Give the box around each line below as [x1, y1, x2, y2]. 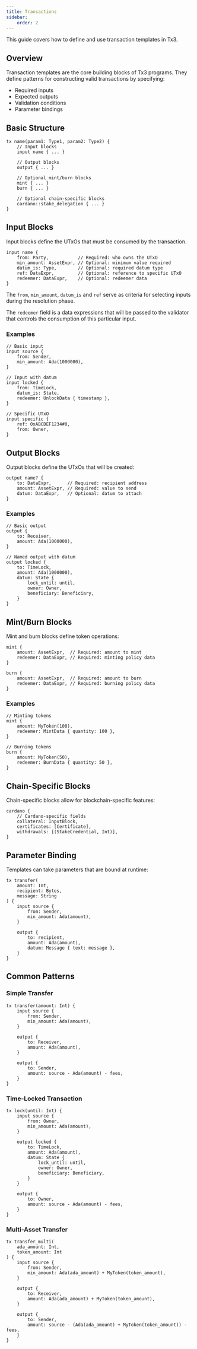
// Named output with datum [6, 554, 76, 560]
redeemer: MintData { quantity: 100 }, [17, 728, 116, 735]
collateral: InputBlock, [17, 818, 78, 825]
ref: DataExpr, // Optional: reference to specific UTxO [17, 270, 182, 276]
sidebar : [6, 14, 28, 20]
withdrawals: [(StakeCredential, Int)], [17, 829, 118, 835]
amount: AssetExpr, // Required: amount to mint [17, 649, 142, 656]
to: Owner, [27, 1196, 55, 1202]
